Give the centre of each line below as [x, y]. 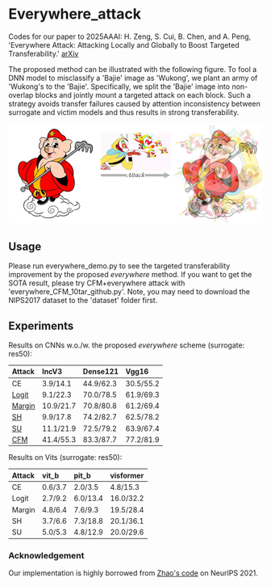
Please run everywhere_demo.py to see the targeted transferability [119, 266]
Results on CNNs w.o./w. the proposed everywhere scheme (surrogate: [127, 345]
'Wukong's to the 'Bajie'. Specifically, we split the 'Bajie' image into [119, 86]
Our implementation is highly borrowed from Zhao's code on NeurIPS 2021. [133, 573]
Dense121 [101, 372]
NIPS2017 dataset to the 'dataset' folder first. [83, 301]
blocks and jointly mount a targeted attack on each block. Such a [143, 95]
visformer [127, 475]
